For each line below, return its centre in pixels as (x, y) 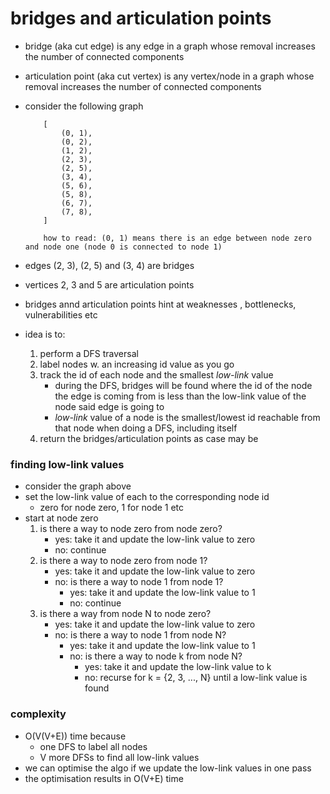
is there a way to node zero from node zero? (131, 529)
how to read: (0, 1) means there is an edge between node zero (177, 238)
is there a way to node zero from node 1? (123, 561)
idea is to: (45, 334)
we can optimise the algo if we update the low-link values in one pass (168, 768)
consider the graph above (78, 486)
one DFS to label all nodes (93, 746)
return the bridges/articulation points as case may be (149, 438)
